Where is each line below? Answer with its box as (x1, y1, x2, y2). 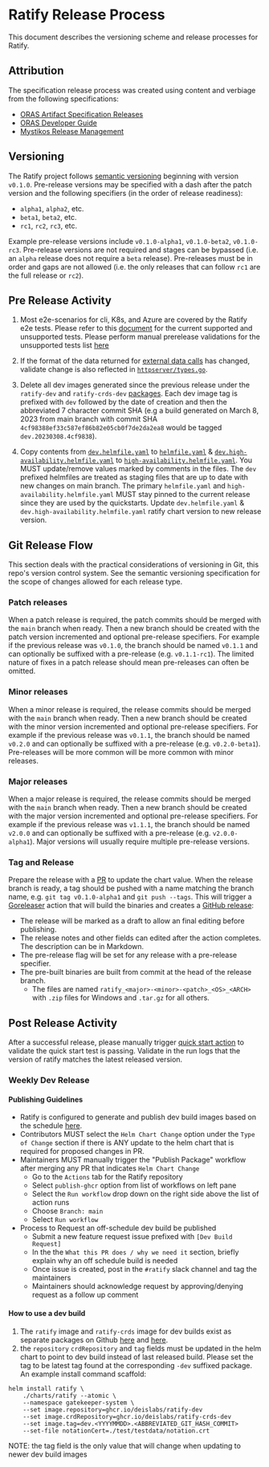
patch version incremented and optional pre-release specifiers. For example (8, 632, 260, 642)
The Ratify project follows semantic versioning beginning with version (8, 171, 239, 181)
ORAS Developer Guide (19, 118, 98, 128)
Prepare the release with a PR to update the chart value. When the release (8, 875, 254, 885)
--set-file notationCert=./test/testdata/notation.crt (22, 1427, 210, 1435)
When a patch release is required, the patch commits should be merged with (8, 615, 262, 625)
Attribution (8, 64, 64, 78)
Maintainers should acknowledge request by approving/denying (31, 1282, 243, 1291)
